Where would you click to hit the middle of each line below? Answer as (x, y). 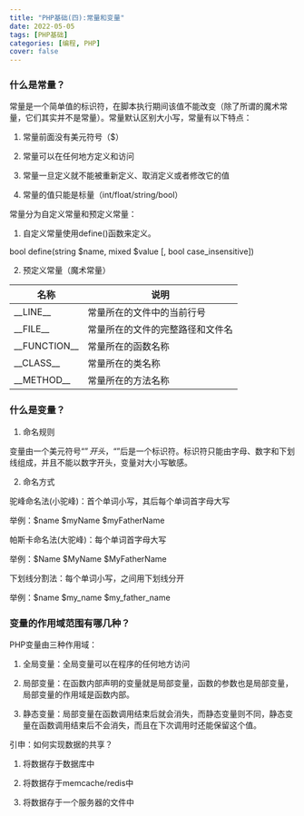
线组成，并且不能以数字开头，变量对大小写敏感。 (101, 462)
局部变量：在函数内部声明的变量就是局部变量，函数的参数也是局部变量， (157, 683)
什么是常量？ (38, 85)
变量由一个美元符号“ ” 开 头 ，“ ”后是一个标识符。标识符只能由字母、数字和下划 (152, 451)
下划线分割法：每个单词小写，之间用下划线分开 (97, 578)
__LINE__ (33, 312)
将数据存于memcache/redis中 (78, 783)
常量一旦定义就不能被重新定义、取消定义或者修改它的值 (126, 176)
